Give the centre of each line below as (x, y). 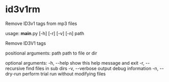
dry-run (13, 74)
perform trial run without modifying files (64, 74)
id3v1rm (23, 9)
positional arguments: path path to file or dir (51, 53)
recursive (15, 68)
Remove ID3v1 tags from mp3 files (41, 23)
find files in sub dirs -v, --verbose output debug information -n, (92, 68)
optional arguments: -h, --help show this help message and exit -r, (75, 63)
